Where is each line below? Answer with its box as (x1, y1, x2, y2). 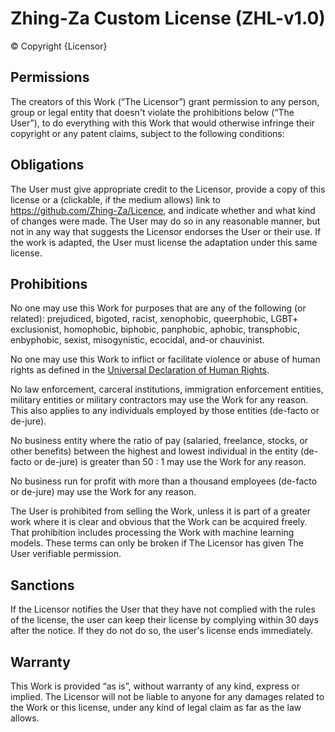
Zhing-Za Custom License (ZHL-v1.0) (10, 7, 326, 30)
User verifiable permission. (10, 548, 122, 560)
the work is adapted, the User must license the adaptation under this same (10, 236, 318, 248)
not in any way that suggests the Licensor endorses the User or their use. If (10, 225, 322, 237)
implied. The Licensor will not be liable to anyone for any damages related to (10, 691, 325, 702)
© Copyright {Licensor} (10, 40, 108, 52)
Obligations (10, 157, 85, 174)
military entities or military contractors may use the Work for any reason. (10, 394, 309, 406)
